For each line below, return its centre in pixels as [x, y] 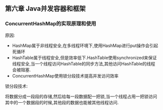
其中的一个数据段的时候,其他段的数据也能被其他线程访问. [62, 102]
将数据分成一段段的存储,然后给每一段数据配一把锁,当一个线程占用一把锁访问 [81, 96]
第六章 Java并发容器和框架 [45, 9]
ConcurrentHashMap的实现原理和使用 [51, 24]
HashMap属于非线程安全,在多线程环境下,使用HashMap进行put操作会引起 [85, 46]
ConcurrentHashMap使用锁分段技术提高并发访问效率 [65, 76]
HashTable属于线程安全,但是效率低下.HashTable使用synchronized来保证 [84, 58]
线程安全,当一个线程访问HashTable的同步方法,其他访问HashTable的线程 [83, 63]
